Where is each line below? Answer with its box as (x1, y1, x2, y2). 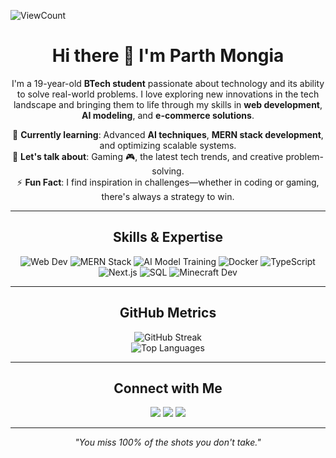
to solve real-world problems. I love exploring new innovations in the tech (16, 88, 320, 100)
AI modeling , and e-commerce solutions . (81, 109, 255, 121)
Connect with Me (113, 380, 223, 397)
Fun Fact (24, 176, 62, 188)
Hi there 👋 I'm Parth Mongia (51, 45, 285, 67)
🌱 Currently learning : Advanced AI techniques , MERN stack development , (12, 128, 324, 140)
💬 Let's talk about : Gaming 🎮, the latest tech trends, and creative (11, 150, 284, 162)
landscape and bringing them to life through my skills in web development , (13, 98, 323, 110)
